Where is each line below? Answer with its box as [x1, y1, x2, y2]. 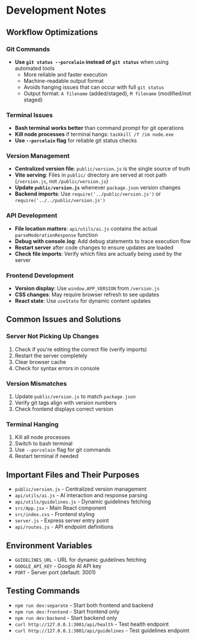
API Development [6, 212, 58, 220]
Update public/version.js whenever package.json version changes [14, 184, 181, 191]
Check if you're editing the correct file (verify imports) [14, 345, 147, 353]
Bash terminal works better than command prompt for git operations [14, 124, 184, 132]
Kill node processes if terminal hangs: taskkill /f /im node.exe [14, 131, 174, 138]
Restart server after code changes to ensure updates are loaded [14, 244, 174, 251]
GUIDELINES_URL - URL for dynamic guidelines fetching [14, 556, 147, 563]
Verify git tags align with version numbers [14, 399, 117, 407]
